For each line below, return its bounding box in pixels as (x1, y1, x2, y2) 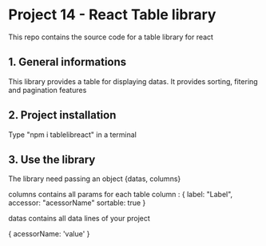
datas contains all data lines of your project (8, 214, 150, 224)
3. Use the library (8, 152, 96, 166)
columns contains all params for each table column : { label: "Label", (8, 190, 233, 200)
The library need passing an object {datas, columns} (8, 174, 181, 183)
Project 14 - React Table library (8, 6, 216, 24)
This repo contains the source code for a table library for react (8, 32, 214, 42)
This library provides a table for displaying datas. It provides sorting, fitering (8, 76, 258, 86)
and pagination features (8, 85, 87, 95)
